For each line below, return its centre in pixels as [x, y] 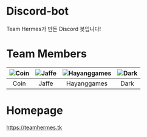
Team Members [46, 54]
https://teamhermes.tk [34, 127]
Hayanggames [87, 83]
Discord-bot [37, 11]
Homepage [35, 111]
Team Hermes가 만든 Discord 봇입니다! [54, 29]
